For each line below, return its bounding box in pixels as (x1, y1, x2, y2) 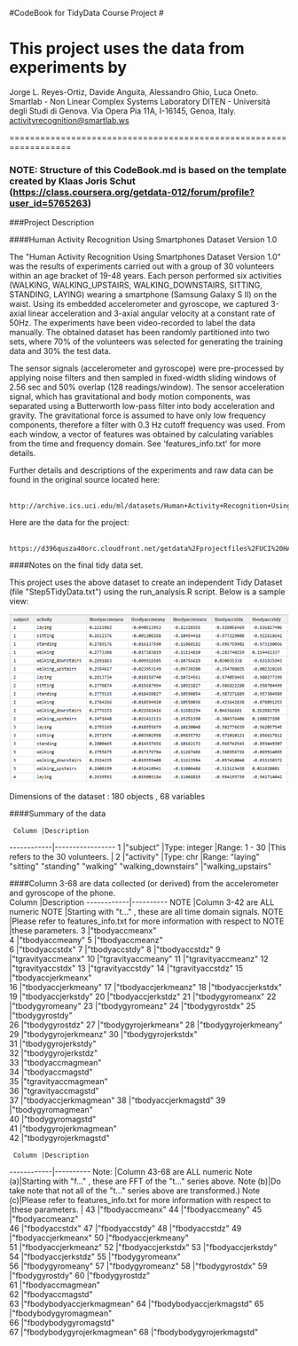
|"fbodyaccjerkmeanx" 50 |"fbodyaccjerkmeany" (9, 1232, 189, 1243)
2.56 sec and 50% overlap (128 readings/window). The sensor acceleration (9, 382, 285, 393)
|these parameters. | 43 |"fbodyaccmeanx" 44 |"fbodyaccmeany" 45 (9, 1204, 263, 1215)
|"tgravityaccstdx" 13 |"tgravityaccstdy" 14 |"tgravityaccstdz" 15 (9, 963, 244, 973)
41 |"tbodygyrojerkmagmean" (9, 1122, 117, 1134)
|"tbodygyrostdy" (9, 1010, 73, 1020)
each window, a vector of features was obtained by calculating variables (9, 429, 274, 440)
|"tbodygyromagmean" (9, 1104, 93, 1114)
